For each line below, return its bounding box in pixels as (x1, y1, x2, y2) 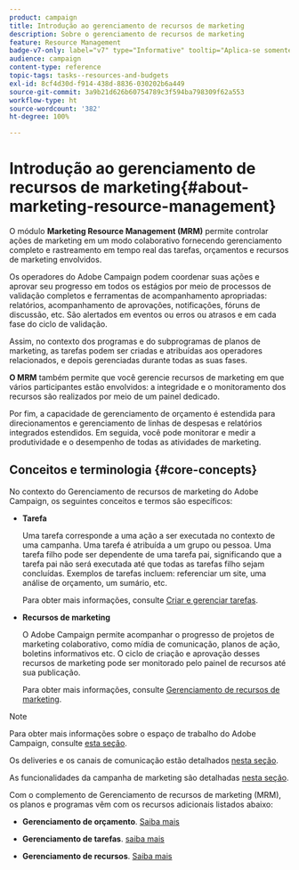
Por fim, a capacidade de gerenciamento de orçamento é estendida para (9, 409, 276, 419)
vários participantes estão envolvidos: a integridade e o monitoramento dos (9, 382, 287, 393)
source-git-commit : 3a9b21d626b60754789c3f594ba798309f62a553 (9, 87, 245, 96)
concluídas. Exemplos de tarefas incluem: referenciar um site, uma (21, 567, 267, 579)
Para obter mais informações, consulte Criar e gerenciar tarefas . (21, 594, 258, 606)
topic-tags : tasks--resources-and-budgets (9, 71, 169, 80)
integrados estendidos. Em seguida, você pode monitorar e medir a (9, 427, 256, 438)
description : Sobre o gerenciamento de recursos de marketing (9, 29, 245, 38)
